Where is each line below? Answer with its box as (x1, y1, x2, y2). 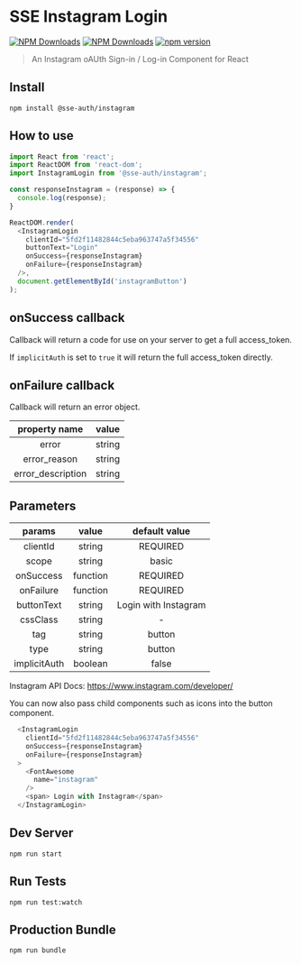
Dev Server (9, 825, 74, 840)
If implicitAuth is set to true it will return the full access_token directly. (9, 352, 273, 363)
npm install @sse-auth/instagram (9, 104, 135, 113)
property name (17, 423, 84, 436)
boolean (73, 657, 108, 670)
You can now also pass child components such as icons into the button (9, 698, 273, 709)
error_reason (23, 453, 78, 465)
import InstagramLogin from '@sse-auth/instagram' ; (9, 169, 207, 178)
